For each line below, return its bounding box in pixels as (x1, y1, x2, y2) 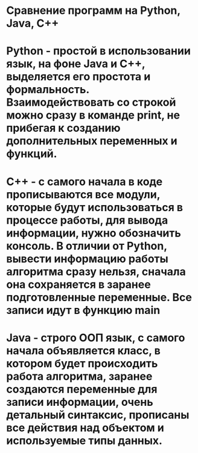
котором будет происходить (6, 356, 158, 370)
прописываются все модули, (6, 187, 161, 201)
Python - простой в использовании (6, 44, 191, 58)
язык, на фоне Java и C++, (6, 57, 145, 71)
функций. (6, 147, 57, 161)
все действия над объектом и (6, 421, 164, 434)
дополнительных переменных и (6, 134, 178, 148)
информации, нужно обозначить (6, 226, 181, 240)
